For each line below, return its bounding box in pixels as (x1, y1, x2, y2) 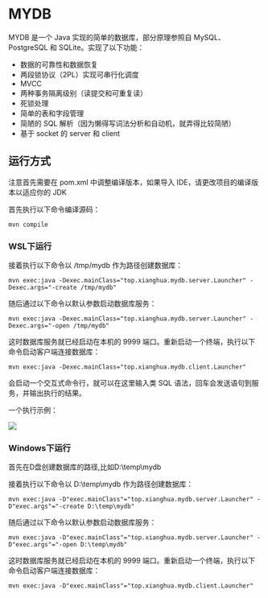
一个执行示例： (8, 406, 58, 415)
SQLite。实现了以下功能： (59, 42, 145, 52)
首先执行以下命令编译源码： (8, 204, 101, 214)
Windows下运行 (8, 442, 71, 453)
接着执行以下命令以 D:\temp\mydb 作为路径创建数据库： (8, 480, 194, 489)
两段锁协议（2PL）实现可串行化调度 (19, 69, 139, 79)
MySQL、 (193, 32, 225, 42)
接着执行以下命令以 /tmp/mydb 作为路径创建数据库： (8, 261, 183, 270)
